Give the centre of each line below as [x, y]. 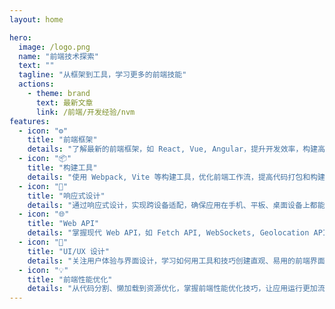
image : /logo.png [54, 47]
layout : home [36, 19]
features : [30, 121]
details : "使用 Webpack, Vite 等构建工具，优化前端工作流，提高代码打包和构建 [176, 177]
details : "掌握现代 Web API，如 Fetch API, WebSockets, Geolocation [168, 233]
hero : [20, 37]
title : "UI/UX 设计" [68, 251]
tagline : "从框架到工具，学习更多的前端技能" [102, 75]
